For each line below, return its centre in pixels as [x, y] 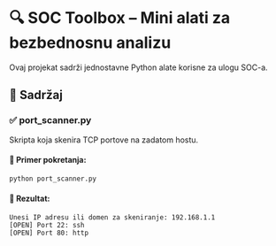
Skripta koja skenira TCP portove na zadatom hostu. [104, 140]
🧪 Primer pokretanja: [48, 160]
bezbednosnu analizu [90, 43]
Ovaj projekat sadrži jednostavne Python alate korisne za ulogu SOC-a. [138, 67]
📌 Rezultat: [30, 199]
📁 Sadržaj [36, 95]
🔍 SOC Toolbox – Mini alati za [120, 18]
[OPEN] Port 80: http [49, 233]
